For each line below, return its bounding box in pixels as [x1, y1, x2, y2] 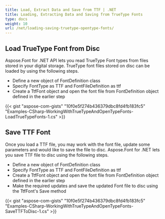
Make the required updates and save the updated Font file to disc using [12, 183, 158, 189]
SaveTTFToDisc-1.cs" [5, 208, 49, 214]
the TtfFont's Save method [12, 188, 66, 194]
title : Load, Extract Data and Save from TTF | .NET [5, 7, 116, 12]
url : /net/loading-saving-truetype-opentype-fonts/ [5, 26, 114, 31]
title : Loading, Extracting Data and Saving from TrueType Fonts [5, 12, 143, 17]
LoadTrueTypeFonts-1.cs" [5, 113, 58, 119]
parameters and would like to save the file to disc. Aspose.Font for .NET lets [5, 146, 160, 152]
